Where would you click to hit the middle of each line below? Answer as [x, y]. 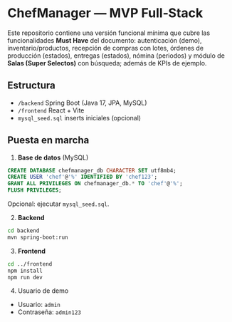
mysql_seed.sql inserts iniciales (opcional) [79, 118]
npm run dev [25, 277]
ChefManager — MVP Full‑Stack [105, 13]
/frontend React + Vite [51, 110]
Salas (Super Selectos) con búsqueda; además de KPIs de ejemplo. [107, 63]
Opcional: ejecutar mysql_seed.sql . [58, 204]
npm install [25, 271]
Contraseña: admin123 [49, 312]
